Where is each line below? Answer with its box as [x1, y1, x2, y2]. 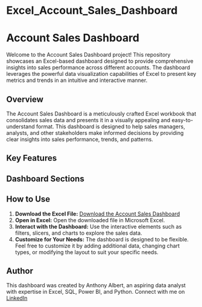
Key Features [6, 153, 57, 163]
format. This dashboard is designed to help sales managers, [36, 123, 185, 130]
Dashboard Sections [6, 173, 84, 184]
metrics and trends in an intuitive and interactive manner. [6, 76, 148, 84]
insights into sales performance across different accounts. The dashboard [6, 64, 191, 71]
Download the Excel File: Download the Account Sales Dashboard [14, 210, 180, 217]
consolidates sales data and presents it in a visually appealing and [6, 116, 171, 123]
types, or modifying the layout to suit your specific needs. [14, 248, 159, 256]
